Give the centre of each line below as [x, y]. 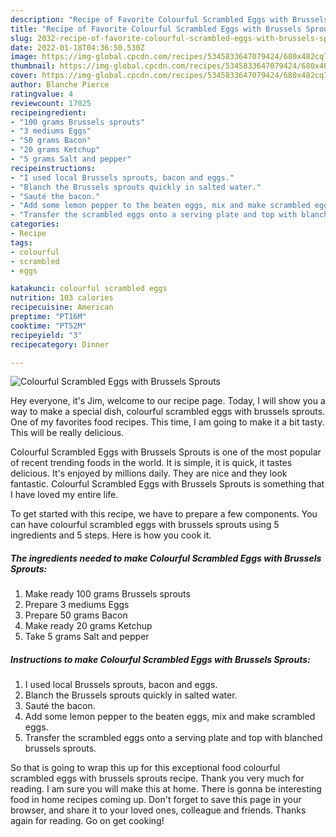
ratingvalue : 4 [42, 94]
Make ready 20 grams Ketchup [88, 626]
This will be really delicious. [67, 433]
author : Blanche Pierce [60, 85]
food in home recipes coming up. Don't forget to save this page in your [156, 800]
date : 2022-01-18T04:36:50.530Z [77, 47]
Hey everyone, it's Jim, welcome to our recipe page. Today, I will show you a [168, 401]
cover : [24, 76]
